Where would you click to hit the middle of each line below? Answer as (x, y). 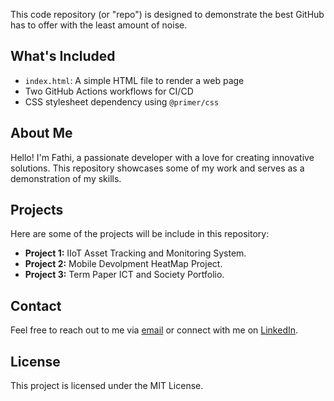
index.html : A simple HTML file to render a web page (134, 80)
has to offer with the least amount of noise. (99, 25)
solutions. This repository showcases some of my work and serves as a (157, 168)
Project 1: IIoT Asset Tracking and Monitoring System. (135, 253)
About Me (41, 133)
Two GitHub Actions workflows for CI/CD (109, 91)
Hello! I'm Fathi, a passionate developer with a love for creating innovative (162, 157)
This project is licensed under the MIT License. (107, 386)
